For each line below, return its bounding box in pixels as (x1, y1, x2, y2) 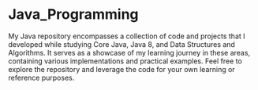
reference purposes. (8, 73, 75, 82)
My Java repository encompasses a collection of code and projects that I (8, 31, 246, 41)
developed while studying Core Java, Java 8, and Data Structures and (8, 39, 235, 49)
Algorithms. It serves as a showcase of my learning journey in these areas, (8, 48, 251, 57)
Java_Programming (8, 5, 140, 23)
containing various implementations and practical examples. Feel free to (8, 56, 242, 66)
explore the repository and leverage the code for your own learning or (8, 64, 235, 74)
